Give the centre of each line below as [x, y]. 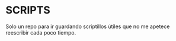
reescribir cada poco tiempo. [41, 32]
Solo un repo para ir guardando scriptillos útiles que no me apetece [88, 26]
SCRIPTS [28, 10]
